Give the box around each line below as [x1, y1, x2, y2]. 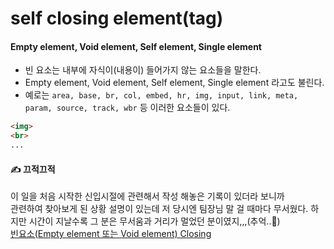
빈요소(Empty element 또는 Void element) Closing [10, 228, 212, 240]
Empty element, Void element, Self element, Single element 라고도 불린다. [24, 77, 325, 89]
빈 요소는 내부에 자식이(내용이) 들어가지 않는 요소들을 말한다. [24, 64, 262, 76]
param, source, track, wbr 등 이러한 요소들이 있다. [24, 102, 231, 114]
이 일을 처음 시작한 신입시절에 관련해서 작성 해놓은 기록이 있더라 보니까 [10, 190, 285, 202]
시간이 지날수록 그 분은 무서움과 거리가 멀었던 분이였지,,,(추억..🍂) [28, 215, 281, 227]
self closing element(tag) [10, 7, 224, 30]
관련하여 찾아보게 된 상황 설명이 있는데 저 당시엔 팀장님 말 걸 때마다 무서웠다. [10, 203, 309, 215]
